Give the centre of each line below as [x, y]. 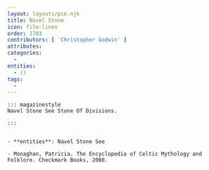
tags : [15, 79]
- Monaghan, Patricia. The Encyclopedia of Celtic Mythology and [104, 154]
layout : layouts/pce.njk [43, 14]
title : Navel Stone [36, 20]
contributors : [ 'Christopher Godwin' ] [67, 40]
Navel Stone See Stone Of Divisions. [62, 111]
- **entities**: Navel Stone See [56, 142]
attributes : [25, 46]
